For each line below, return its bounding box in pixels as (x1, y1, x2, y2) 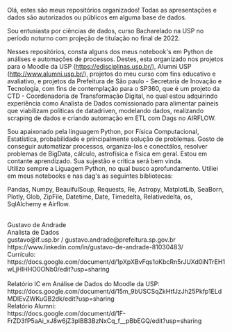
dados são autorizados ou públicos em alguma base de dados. (7, 13, 187, 22)
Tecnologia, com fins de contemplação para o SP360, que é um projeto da (7, 85, 220, 92)
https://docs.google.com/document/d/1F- (7, 309, 126, 317)
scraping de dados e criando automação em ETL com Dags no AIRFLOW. (7, 114, 217, 122)
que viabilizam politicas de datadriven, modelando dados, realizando (7, 107, 204, 115)
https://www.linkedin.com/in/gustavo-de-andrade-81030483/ (7, 243, 184, 251)
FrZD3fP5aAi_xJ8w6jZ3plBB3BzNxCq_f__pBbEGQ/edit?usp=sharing (7, 317, 202, 325)
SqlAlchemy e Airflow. (7, 200, 71, 208)
